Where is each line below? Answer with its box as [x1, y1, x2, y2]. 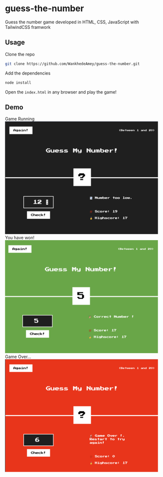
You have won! [5, 235, 35, 241]
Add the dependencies [5, 70, 51, 76]
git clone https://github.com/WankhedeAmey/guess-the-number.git [5, 61, 140, 66]
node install [5, 80, 32, 85]
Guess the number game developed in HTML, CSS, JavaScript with [5, 19, 139, 25]
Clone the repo [5, 51, 35, 57]
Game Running [5, 116, 35, 122]
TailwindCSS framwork [5, 24, 51, 30]
